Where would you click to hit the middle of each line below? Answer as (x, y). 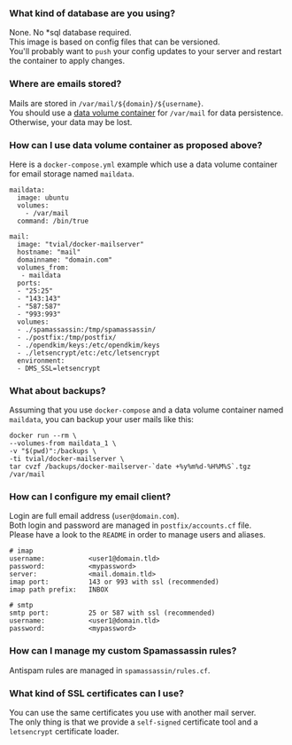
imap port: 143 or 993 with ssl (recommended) (114, 582)
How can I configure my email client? (90, 497)
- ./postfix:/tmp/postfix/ (67, 337)
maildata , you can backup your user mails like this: (102, 420)
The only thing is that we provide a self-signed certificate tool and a (134, 722)
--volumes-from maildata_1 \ (63, 443)
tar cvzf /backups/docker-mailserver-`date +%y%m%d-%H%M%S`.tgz (130, 467)
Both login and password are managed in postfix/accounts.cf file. (131, 525)
